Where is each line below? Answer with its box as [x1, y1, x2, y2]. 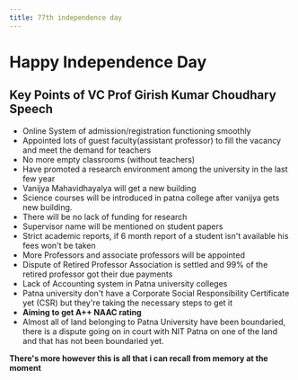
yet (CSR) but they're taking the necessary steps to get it [22, 297, 233, 308]
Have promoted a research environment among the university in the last [22, 163, 288, 174]
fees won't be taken [22, 240, 96, 251]
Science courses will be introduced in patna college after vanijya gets [22, 192, 280, 203]
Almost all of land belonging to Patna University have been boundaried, [22, 316, 286, 327]
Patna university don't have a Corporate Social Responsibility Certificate [22, 287, 290, 298]
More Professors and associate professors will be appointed [22, 249, 245, 261]
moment [9, 362, 42, 373]
